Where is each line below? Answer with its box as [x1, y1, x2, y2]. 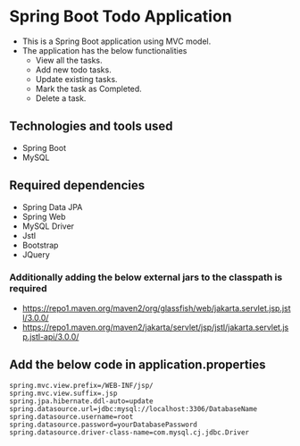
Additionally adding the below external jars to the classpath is [9, 271, 283, 283]
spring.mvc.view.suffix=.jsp [9, 389, 118, 398]
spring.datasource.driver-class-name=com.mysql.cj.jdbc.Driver [9, 427, 250, 437]
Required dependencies [9, 178, 146, 193]
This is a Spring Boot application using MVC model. [21, 36, 212, 46]
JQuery [21, 248, 51, 260]
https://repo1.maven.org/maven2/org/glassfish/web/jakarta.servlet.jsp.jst [21, 302, 291, 314]
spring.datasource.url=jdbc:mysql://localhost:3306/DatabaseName [9, 404, 257, 413]
